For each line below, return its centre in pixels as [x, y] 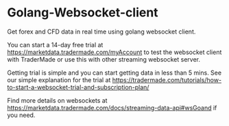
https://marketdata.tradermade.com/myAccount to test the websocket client [114, 52]
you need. [21, 115]
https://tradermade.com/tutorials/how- [167, 79]
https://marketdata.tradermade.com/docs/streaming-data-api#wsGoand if [112, 108]
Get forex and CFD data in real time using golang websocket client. [101, 32]
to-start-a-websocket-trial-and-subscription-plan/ [78, 87]
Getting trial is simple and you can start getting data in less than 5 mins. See [114, 73]
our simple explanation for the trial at [59, 79]
